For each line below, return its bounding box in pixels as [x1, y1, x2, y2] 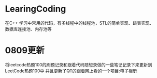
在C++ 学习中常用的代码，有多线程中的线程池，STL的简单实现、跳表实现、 [5, 20, 154, 26]
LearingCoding [5, 3, 66, 15]
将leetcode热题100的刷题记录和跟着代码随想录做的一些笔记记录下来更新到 [5, 62, 152, 67]
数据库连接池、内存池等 [5, 26, 52, 32]
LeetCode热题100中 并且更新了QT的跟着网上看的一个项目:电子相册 [5, 68, 137, 74]
